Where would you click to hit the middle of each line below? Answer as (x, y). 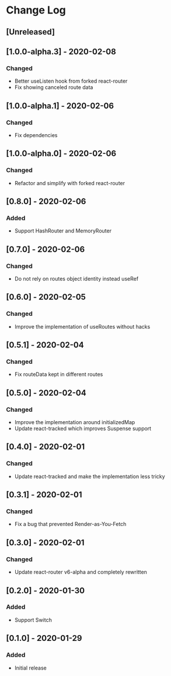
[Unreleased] (31, 32)
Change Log (36, 10)
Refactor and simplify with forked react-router (70, 183)
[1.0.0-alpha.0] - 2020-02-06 (61, 154)
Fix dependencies (36, 135)
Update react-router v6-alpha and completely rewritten (81, 572)
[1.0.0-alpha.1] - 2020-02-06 (60, 106)
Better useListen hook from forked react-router (71, 81)
